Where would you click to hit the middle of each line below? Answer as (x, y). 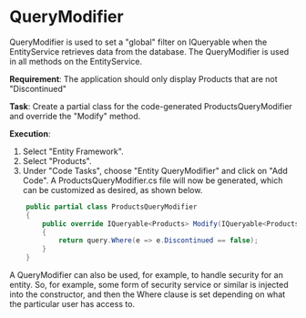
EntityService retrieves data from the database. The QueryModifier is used (149, 51)
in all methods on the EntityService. (76, 61)
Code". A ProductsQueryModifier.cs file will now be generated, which (153, 180)
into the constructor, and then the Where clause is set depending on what (148, 294)
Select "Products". (57, 160)
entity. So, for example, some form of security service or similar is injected (149, 285)
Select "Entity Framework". (73, 151)
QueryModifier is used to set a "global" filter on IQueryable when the (138, 42)
